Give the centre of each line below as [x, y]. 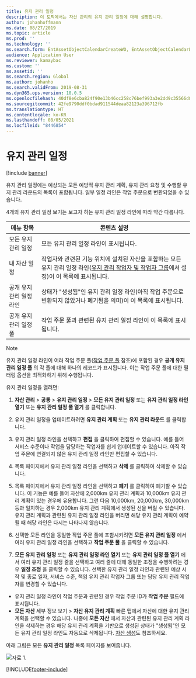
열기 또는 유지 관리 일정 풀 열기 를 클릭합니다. [65, 407]
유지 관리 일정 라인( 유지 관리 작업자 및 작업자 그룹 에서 [110, 268]
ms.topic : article [28, 33]
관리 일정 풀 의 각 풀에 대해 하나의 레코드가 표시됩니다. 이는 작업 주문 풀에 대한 [94, 367]
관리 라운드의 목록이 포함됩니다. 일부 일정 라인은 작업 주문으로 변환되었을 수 [98, 192]
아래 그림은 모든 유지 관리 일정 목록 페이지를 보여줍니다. [69, 645]
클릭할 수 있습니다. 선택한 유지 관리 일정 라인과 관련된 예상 [115, 569]
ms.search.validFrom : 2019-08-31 [47, 88]
